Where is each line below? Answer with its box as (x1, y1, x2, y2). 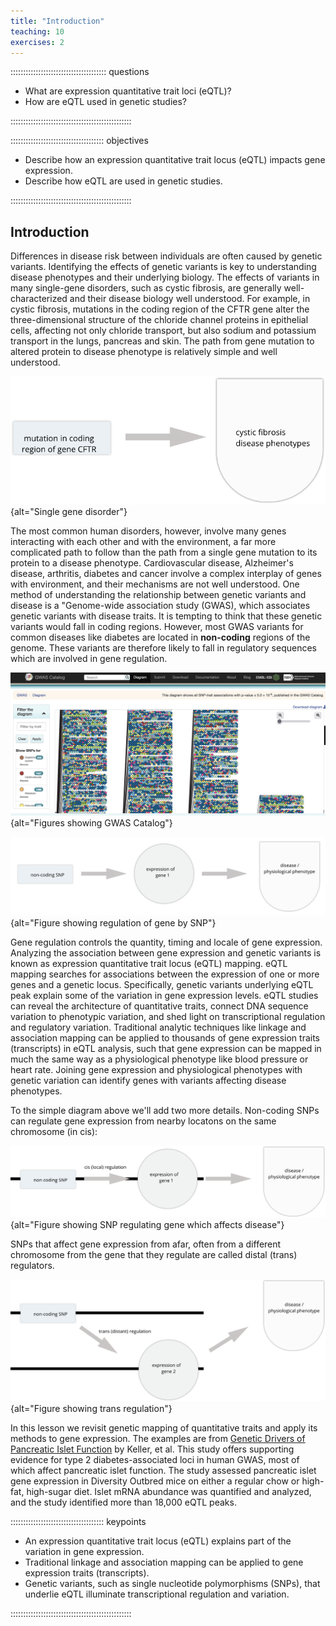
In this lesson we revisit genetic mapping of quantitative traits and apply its (10, 1422, 318, 1434)
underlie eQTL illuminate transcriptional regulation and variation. (24, 1588, 290, 1600)
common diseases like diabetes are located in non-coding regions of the (10, 631, 311, 643)
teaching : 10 (10, 26, 65, 37)
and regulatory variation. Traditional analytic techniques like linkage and (10, 1021, 307, 1033)
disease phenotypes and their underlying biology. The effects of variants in (10, 271, 320, 284)
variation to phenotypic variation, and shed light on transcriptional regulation (10, 1010, 326, 1022)
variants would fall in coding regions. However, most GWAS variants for (10, 620, 304, 632)
